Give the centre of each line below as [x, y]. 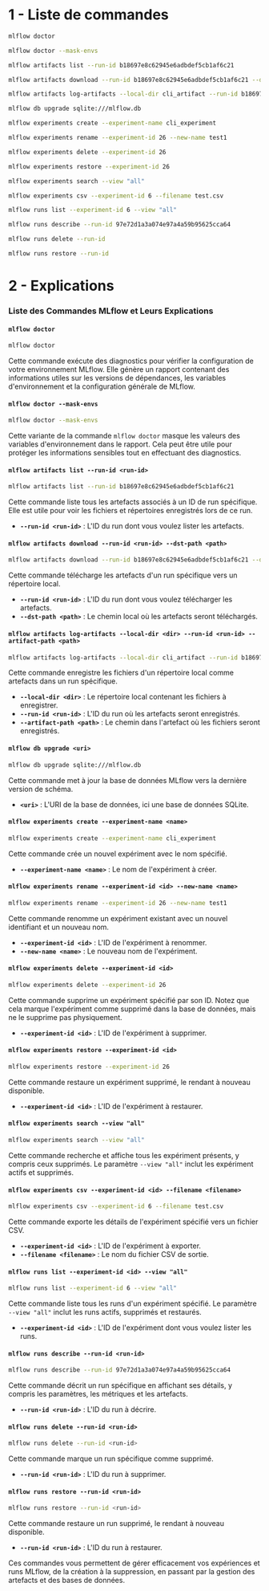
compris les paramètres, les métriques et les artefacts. [98, 1394]
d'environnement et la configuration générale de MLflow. [102, 386]
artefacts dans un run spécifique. [63, 681]
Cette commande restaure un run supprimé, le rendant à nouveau [116, 1524]
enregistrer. [39, 705]
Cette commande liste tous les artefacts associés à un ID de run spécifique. [133, 502]
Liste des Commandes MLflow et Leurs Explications [111, 311]
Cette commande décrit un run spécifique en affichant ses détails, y [120, 1385]
